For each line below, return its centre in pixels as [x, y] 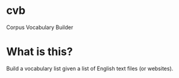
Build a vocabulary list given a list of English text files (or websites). [90, 68]
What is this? [40, 52]
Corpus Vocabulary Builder [40, 27]
